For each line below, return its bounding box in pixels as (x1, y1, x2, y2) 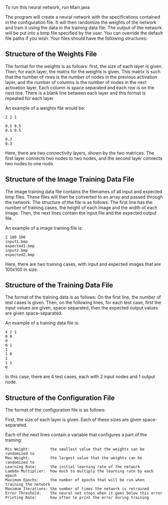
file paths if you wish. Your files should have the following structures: (5, 35, 148, 41)
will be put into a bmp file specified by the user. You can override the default (5, 30, 163, 36)
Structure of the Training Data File (5, 281, 113, 289)
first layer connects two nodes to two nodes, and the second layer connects (5, 155, 162, 161)
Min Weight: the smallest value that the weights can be (5, 447, 144, 452)
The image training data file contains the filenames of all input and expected (5, 188, 162, 194)
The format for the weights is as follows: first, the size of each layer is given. (5, 63, 163, 69)
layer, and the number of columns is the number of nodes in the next (5, 79, 147, 85)
